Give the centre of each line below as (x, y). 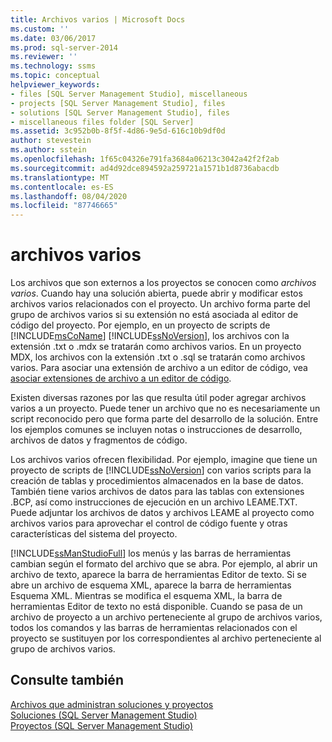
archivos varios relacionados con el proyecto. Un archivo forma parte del (160, 304)
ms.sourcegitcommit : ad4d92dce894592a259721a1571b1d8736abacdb (145, 168)
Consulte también (67, 680)
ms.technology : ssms (53, 66)
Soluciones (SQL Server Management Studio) (104, 715)
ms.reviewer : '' (44, 57)
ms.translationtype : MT (60, 177)
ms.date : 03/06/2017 (53, 38)
